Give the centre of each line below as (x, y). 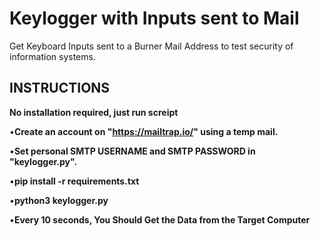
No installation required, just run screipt (94, 112)
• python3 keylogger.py (59, 200)
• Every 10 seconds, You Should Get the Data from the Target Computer (160, 219)
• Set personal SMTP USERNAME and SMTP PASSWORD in (132, 151)
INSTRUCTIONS (60, 88)
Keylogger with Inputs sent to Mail (154, 18)
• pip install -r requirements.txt (74, 181)
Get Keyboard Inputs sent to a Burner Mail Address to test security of (151, 46)
